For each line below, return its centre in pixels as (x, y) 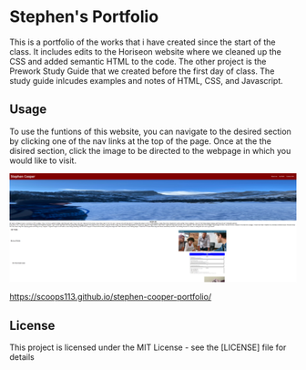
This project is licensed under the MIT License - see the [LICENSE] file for (148, 347)
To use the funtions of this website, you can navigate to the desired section (150, 131)
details (22, 357)
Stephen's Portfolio (84, 17)
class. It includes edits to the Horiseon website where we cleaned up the (146, 51)
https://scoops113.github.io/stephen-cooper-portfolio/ (111, 297)
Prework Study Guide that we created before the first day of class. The (142, 71)
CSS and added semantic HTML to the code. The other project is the (138, 61)
